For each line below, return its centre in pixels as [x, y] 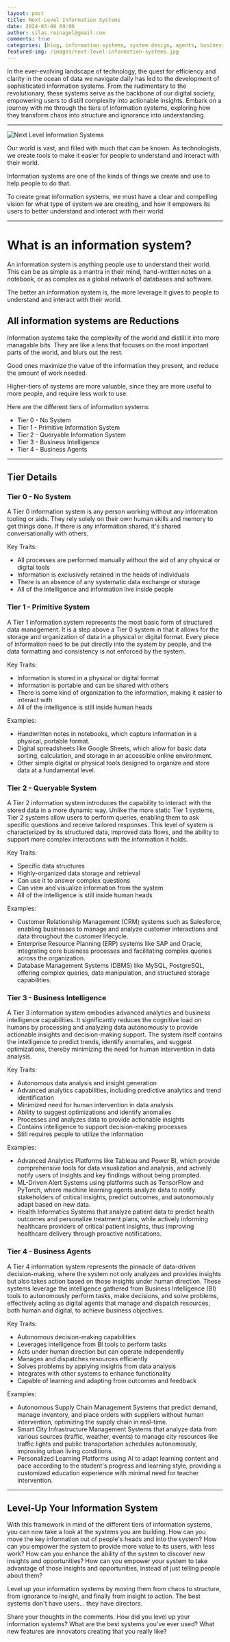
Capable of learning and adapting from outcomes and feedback [107, 1380]
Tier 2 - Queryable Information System [72, 435]
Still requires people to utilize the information [80, 1134]
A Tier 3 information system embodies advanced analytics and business [109, 1013]
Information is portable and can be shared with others [93, 685]
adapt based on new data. [54, 1205]
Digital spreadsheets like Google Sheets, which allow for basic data [112, 748]
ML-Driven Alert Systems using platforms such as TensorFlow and [110, 1183]
